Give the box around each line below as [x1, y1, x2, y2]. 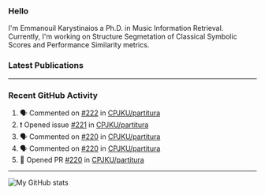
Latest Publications [8, 60, 84, 71]
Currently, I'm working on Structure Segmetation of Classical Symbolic [8, 32, 238, 41]
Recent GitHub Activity [8, 89, 99, 100]
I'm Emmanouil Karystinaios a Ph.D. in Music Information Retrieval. [8, 24, 224, 33]
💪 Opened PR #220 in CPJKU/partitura [19, 155, 144, 164]
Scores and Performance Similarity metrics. [8, 40, 150, 50]
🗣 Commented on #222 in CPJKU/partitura [19, 108, 161, 118]
